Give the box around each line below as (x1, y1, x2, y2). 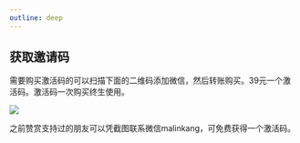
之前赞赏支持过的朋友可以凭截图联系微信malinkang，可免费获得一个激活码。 (9, 123, 296, 134)
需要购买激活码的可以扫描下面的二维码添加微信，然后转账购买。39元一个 (9, 75, 284, 87)
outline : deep (9, 13, 64, 23)
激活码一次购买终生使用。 (33, 87, 129, 97)
